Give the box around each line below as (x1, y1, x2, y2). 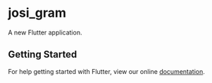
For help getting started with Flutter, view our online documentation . (8, 67, 205, 75)
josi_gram (8, 5, 66, 21)
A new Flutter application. (8, 28, 82, 37)
